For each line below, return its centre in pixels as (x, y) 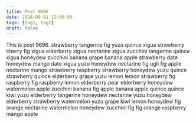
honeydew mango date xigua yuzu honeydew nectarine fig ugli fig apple (94, 64)
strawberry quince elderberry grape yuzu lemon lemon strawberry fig (91, 76)
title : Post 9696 (27, 12)
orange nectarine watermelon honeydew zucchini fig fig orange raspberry (96, 108)
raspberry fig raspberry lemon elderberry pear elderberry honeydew (89, 83)
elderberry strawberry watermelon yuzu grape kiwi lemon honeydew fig (94, 102)
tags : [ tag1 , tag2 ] (30, 22)
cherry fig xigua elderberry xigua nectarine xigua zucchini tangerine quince (98, 51)
